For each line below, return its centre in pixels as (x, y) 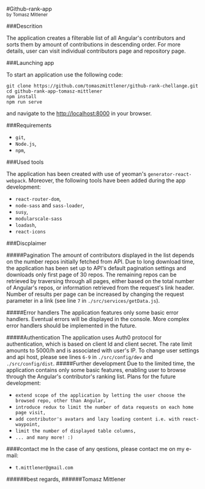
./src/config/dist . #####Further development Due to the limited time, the (101, 363)
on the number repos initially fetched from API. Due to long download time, (100, 262)
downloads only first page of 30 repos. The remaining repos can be (91, 275)
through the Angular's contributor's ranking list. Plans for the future (91, 377)
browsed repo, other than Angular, (61, 401)
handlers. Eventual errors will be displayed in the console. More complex (98, 319)
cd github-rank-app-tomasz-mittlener (54, 91)
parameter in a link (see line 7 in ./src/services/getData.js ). (83, 301)
